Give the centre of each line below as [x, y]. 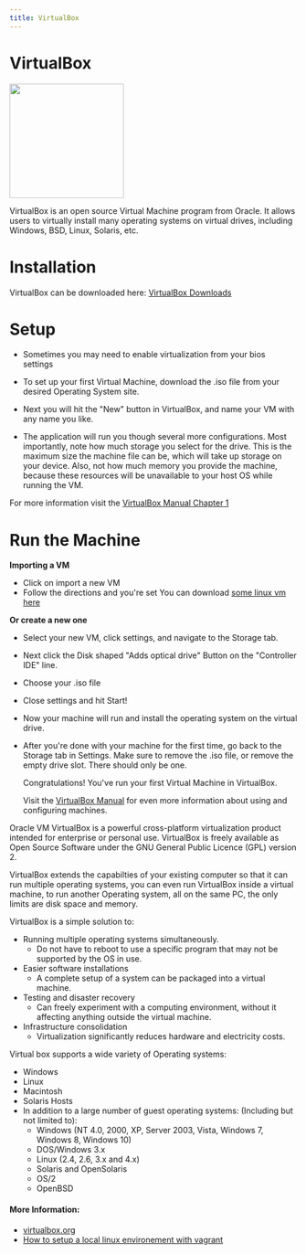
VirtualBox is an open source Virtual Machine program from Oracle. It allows [153, 210]
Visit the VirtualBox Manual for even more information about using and [155, 801]
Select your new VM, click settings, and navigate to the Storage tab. [150, 638]
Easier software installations [76, 969]
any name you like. [58, 419]
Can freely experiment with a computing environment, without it [156, 1007]
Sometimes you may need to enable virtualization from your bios [144, 355]
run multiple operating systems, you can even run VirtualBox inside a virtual [152, 885]
